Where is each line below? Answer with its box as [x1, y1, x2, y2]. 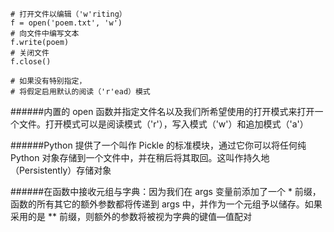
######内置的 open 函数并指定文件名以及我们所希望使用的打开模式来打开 [10, 106, 315, 117]
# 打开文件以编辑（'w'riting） [10, 9, 127, 19]
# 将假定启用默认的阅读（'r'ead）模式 [10, 87, 151, 97]
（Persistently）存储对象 [10, 164, 112, 176]
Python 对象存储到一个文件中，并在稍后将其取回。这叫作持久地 [10, 152, 270, 163]
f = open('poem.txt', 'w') [10, 18, 123, 28]
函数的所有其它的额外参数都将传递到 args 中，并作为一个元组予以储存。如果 [10, 198, 323, 210]
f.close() [10, 57, 52, 67]
